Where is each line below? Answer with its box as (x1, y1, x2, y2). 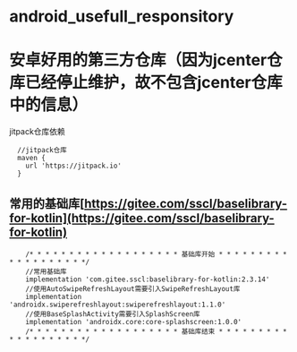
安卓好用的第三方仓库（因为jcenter (9, 50, 267, 71)
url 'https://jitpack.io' (25, 161, 123, 171)
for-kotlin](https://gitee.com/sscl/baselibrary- (9, 210, 275, 226)
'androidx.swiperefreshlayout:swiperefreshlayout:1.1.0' (9, 300, 226, 309)
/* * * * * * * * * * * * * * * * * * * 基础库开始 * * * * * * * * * (25, 249, 288, 259)
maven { (17, 154, 47, 163)
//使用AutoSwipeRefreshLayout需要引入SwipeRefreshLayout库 (25, 284, 241, 293)
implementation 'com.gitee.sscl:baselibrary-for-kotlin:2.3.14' (25, 275, 270, 284)
